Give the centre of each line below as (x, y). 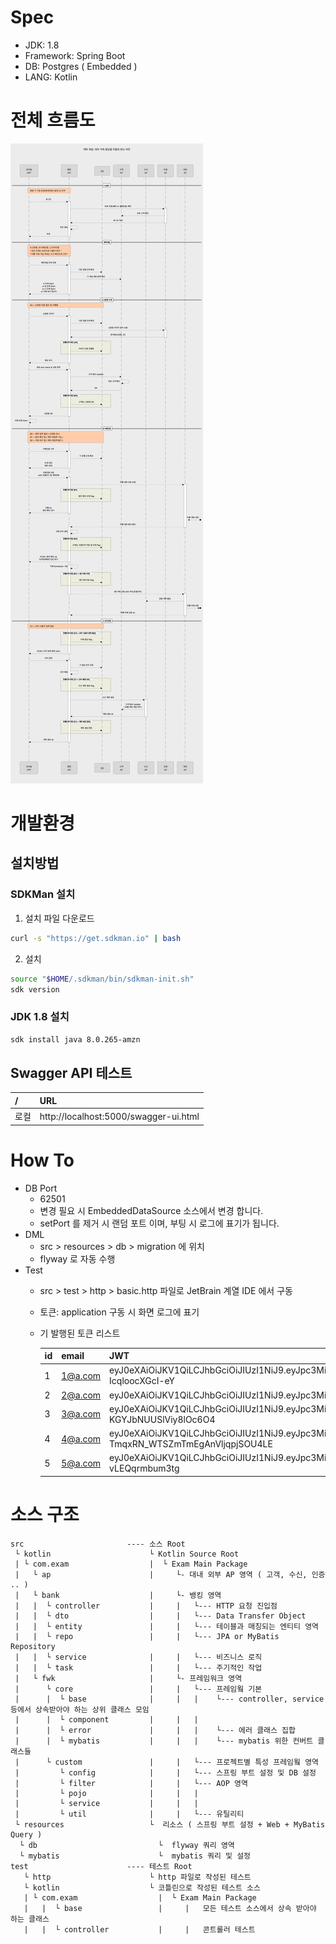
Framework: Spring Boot (75, 55)
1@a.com (81, 1375)
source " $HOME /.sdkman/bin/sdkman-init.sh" (102, 979)
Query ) (26, 1834)
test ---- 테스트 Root (101, 1866)
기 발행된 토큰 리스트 (80, 1333)
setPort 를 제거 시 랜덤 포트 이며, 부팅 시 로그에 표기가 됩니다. (159, 1223)
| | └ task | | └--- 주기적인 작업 (138, 1667)
